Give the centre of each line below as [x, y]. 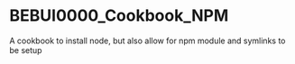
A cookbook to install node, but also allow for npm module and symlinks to [147, 41]
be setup [26, 50]
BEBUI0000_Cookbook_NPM [119, 16]
